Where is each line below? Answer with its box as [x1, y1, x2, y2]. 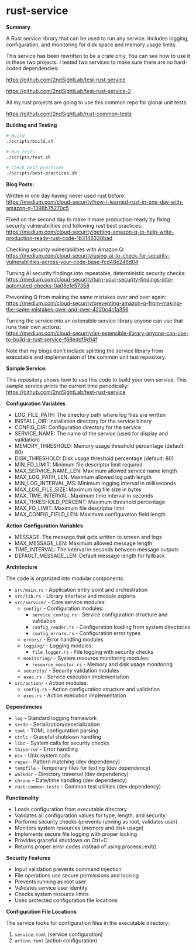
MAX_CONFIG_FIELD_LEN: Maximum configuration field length [14, 511, 166, 518]
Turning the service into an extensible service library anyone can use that [6, 317, 183, 324]
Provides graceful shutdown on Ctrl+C [14, 837, 108, 844]
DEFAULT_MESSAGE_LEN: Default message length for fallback [14, 552, 166, 560]
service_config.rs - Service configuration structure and [32, 611, 168, 618]
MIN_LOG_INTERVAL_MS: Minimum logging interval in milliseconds [14, 480, 177, 487]
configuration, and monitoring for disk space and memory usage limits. [6, 41, 177, 48]
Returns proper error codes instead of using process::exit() [14, 843, 157, 850]
